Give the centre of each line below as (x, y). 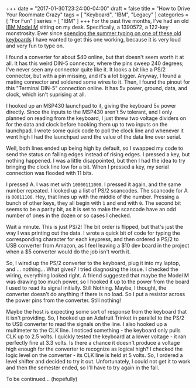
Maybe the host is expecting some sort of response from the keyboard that (97, 312)
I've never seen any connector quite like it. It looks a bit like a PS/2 (86, 69)
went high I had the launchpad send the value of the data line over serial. (94, 137)
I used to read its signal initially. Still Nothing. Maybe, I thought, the (86, 288)
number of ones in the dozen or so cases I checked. (69, 215)
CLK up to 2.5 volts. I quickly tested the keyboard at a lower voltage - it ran (96, 337)
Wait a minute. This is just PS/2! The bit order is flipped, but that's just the (94, 227)
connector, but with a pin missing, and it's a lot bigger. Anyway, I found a (94, 76)
